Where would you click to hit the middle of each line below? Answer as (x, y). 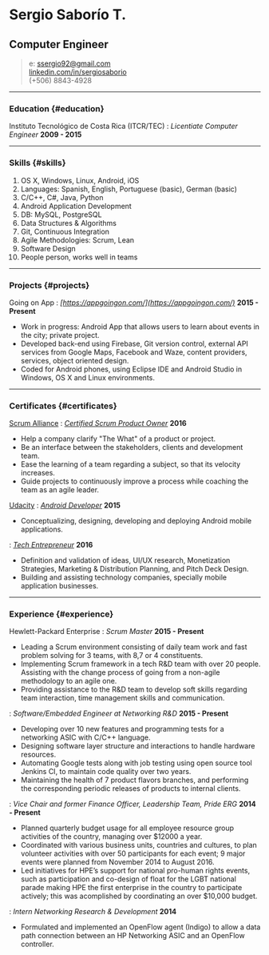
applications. (42, 529)
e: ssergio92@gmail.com (69, 63)
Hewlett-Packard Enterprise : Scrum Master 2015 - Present (107, 632)
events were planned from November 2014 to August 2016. (117, 862)
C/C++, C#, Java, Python (62, 197)
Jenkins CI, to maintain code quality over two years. (106, 772)
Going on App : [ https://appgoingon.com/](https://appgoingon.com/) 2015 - (134, 303)
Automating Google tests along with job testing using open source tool (136, 763)
